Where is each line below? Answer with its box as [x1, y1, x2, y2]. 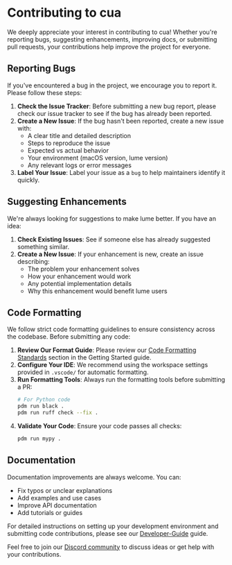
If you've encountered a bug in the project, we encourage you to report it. [7, 81, 217, 90]
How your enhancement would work [27, 272, 132, 280]
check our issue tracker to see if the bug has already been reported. [17, 109, 213, 117]
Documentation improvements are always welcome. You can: [7, 473, 181, 481]
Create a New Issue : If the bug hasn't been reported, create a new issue [17, 117, 224, 125]
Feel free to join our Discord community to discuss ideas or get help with [7, 543, 215, 551]
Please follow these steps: [7, 88, 82, 96]
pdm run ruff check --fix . [17, 410, 98, 416]
